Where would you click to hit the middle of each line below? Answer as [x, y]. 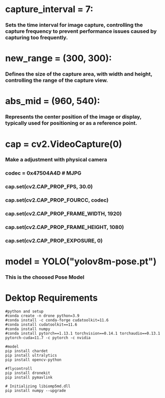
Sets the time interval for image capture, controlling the [74, 25]
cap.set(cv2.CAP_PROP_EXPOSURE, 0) [54, 241]
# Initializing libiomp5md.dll [38, 386]
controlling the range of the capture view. [57, 81]
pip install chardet [27, 351]
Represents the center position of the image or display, [73, 117]
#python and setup [24, 311]
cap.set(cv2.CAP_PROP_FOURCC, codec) [57, 200]
